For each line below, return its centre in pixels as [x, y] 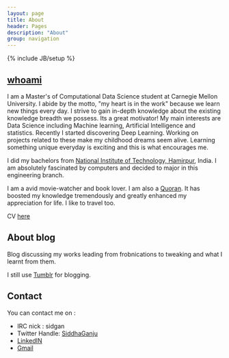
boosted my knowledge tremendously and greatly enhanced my [97, 195]
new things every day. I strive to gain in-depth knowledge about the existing [114, 111]
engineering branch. [36, 175]
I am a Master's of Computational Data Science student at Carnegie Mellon [112, 96]
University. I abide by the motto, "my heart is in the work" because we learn [113, 103]
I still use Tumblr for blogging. [49, 274]
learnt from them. [31, 261]
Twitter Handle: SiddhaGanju [57, 333]
